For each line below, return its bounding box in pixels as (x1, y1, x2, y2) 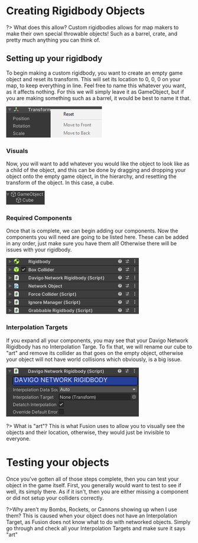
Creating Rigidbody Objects (6, 4, 145, 18)
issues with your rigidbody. (6, 246, 72, 253)
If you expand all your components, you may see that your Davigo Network (6, 337, 189, 344)
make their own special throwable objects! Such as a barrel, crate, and (6, 30, 177, 37)
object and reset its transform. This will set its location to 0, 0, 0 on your (6, 75, 181, 82)
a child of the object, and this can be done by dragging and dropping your (6, 167, 186, 174)
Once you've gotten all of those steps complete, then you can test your (6, 475, 179, 483)
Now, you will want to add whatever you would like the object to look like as (6, 160, 190, 167)
